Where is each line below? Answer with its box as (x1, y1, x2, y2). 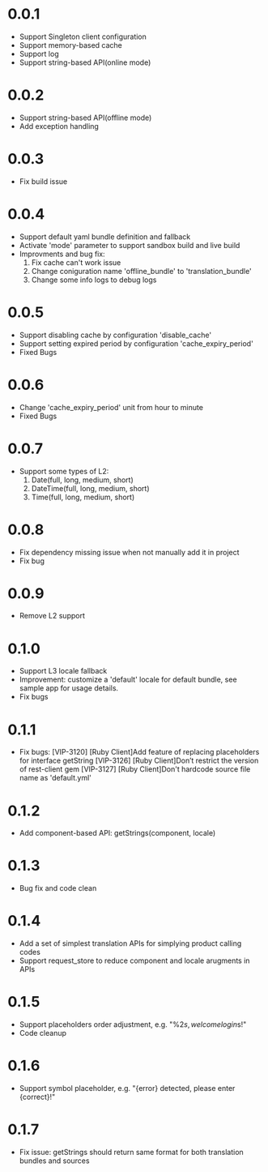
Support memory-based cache (19, 40, 122, 49)
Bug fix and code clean (19, 883, 97, 893)
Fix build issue (19, 176, 68, 186)
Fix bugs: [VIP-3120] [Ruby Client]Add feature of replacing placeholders (19, 747, 260, 757)
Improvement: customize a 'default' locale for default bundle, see (19, 674, 237, 685)
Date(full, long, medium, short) (31, 475, 134, 485)
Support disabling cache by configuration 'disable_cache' (19, 330, 212, 340)
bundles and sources (19, 1156, 90, 1166)
